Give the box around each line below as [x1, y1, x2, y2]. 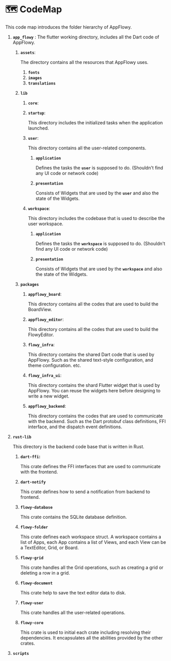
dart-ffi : [20, 453, 41, 459]
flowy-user [20, 600, 44, 606]
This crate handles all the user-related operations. [20, 609, 126, 615]
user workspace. [28, 221, 64, 227]
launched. [28, 125, 50, 131]
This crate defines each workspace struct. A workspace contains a [20, 534, 162, 540]
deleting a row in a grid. [20, 569, 70, 576]
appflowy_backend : [28, 403, 66, 409]
